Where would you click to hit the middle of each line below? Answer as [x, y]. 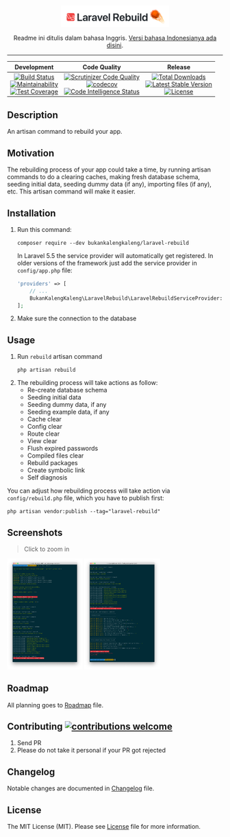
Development [34, 67]
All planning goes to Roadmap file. [55, 705]
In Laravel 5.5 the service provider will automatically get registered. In [115, 255]
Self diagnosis [47, 478]
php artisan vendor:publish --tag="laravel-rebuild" [84, 512]
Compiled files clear [55, 456]
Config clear [45, 427]
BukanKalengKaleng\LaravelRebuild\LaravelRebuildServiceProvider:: [128, 298]
